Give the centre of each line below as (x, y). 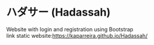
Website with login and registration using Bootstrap (70, 29)
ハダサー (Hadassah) (58, 12)
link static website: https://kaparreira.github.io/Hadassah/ (77, 35)
